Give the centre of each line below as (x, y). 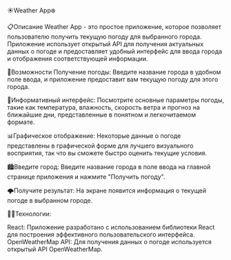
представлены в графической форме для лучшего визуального (100, 146)
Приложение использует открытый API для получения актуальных (106, 44)
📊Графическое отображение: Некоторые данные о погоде (94, 136)
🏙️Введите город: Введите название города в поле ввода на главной (109, 167)
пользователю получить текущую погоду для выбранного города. (104, 37)
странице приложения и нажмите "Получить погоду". (86, 177)
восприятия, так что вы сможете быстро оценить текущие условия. (107, 153)
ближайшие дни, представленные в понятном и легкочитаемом (102, 114)
